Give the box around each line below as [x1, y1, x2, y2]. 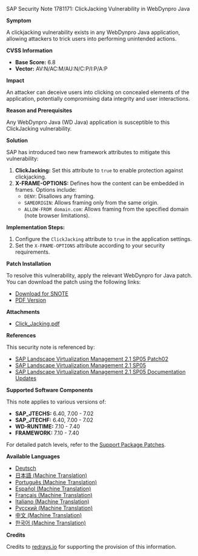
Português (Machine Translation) [15, 479, 97, 486]
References [6, 332, 36, 339]
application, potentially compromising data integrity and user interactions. [6, 95, 190, 102]
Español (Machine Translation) [15, 485, 91, 492]
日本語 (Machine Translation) [15, 472, 88, 479]
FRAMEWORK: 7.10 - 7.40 [15, 429, 79, 436]
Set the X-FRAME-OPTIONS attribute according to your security [15, 242, 165, 249]
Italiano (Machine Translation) [15, 498, 90, 505]
